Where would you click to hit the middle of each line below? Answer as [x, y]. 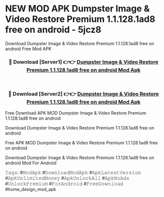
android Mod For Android [31, 163]
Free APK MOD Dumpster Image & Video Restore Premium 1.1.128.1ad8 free [82, 142]
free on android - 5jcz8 [53, 30]
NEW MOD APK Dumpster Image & [78, 9]
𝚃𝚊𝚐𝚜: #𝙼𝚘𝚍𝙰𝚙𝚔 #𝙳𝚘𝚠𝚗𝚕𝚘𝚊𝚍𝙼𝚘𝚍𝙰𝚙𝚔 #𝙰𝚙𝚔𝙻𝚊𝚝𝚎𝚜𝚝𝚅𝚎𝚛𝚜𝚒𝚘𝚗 [73, 172]
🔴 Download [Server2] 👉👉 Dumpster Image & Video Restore [83, 94]
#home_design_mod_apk [31, 189]
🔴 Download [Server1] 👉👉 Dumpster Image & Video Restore [83, 62]
